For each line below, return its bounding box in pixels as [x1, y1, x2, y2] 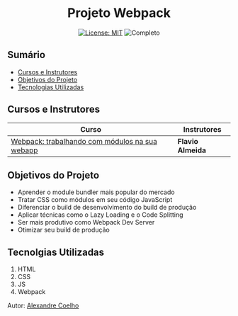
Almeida [177, 145, 207, 155]
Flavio [177, 136, 198, 146]
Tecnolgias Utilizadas [7, 246, 105, 258]
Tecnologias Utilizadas [17, 83, 84, 91]
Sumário [7, 49, 46, 61]
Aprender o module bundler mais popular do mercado [17, 188, 175, 196]
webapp [11, 145, 38, 155]
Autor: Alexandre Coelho [7, 301, 79, 310]
